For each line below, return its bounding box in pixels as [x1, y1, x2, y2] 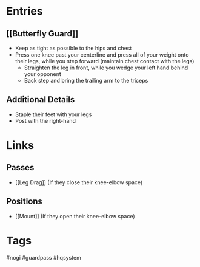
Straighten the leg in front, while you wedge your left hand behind [24, 64, 188, 71]
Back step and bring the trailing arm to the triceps [24, 77, 148, 84]
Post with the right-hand [15, 117, 76, 124]
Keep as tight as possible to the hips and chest [15, 44, 132, 52]
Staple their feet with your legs [15, 111, 92, 118]
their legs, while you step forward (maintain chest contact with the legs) [15, 58, 195, 64]
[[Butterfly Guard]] [6, 29, 79, 39]
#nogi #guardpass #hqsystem [6, 254, 82, 261]
